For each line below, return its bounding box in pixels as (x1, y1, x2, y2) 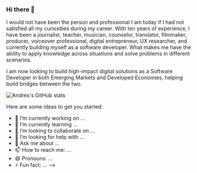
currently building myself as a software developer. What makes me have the (6, 44, 191, 51)
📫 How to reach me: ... (14, 146, 72, 154)
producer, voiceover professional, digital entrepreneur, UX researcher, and (6, 38, 188, 45)
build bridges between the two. (6, 80, 82, 87)
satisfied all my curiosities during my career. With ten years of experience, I (6, 25, 190, 32)
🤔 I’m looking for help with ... (14, 133, 85, 141)
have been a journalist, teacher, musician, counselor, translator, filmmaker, (6, 31, 187, 38)
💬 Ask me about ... (14, 140, 60, 147)
